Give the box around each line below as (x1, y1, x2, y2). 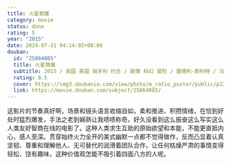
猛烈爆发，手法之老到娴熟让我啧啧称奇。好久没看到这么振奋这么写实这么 (19, 115, 224, 124)
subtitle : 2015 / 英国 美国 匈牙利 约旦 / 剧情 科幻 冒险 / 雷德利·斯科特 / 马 (13, 68, 225, 74)
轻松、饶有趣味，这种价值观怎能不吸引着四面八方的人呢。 (7, 150, 170, 158)
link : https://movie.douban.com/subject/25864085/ (13, 87, 162, 94)
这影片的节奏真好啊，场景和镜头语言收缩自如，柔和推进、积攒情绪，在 (7, 107, 206, 115)
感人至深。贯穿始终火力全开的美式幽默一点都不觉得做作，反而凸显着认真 (19, 132, 224, 141)
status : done (7, 23, 45, 30)
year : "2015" (7, 36, 45, 43)
